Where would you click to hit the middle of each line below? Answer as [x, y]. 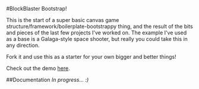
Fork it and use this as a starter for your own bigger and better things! [91, 57]
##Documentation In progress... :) [48, 80]
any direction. [23, 45]
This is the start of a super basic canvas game [63, 20]
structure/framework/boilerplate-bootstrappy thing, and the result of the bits [99, 26]
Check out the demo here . [38, 68]
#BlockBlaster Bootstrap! [37, 9]
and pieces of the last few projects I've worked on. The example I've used [97, 33]
